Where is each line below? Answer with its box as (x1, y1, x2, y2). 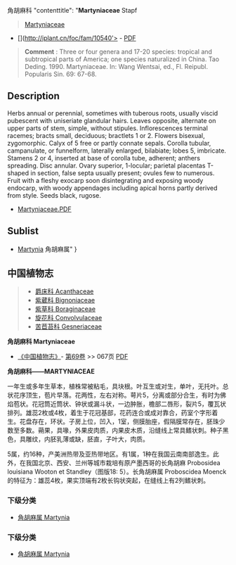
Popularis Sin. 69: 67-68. (24, 70, 97, 78)
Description (7, 90, 60, 102)
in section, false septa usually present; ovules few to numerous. (30, 168, 215, 177)
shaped (7, 168, 29, 177)
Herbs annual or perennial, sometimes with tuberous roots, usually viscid (7, 108, 218, 118)
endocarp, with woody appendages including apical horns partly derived (7, 184, 218, 192)
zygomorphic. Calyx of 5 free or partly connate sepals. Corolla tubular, (7, 139, 211, 147)
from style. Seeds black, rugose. (7, 191, 102, 199)
